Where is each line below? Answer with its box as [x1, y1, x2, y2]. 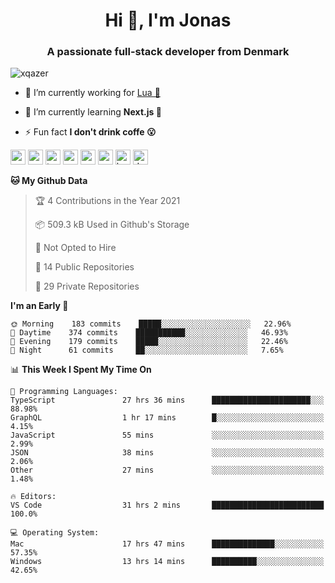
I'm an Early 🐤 [10, 300, 69, 312]
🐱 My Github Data [10, 175, 88, 187]
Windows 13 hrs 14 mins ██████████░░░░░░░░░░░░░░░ [10, 557, 325, 567]
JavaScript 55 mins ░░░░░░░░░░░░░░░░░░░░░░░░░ [10, 430, 325, 441]
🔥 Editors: [10, 492, 57, 502]
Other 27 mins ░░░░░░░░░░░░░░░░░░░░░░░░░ [10, 465, 325, 476]
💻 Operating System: [10, 528, 100, 538]
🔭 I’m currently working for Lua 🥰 [24, 87, 161, 99]
